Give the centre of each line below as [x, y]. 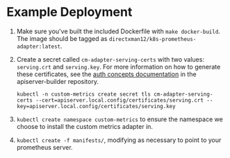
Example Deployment [69, 12]
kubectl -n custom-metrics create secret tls [83, 94]
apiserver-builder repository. [57, 81]
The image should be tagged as [62, 38]
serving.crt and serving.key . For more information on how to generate [118, 67]
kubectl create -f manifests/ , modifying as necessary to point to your [119, 140]
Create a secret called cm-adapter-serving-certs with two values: [110, 59]
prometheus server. [45, 147]
